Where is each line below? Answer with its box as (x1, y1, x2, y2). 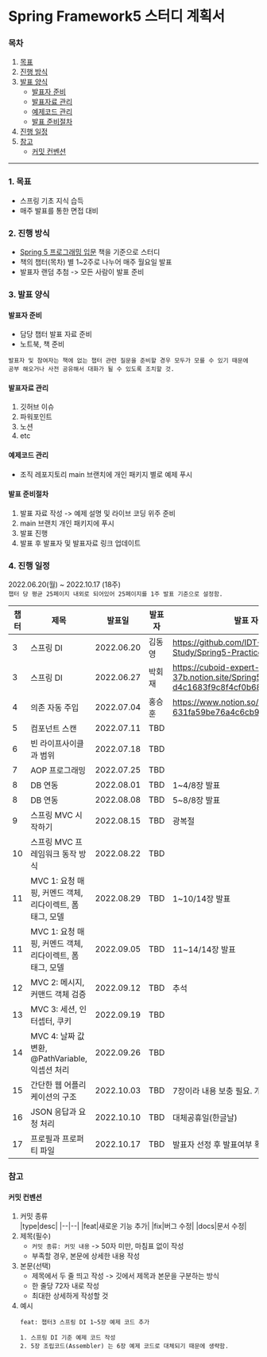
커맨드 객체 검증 (30, 989, 87, 1000)
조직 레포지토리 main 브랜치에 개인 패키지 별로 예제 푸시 (19, 469, 193, 479)
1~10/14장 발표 (172, 894, 231, 905)
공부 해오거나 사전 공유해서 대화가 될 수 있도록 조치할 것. (8, 366, 175, 373)
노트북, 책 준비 (19, 339, 65, 349)
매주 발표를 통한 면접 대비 (19, 205, 99, 215)
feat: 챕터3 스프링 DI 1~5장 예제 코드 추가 (19, 1319, 149, 1327)
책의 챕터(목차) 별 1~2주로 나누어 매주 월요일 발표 (19, 257, 172, 267)
